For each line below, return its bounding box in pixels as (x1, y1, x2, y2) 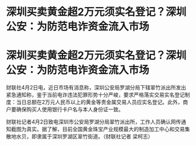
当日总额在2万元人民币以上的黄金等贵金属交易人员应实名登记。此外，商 (16, 99, 188, 106)
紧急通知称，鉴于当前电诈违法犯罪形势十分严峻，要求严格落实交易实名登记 (6, 91, 185, 98)
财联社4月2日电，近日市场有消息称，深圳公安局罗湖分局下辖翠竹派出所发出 (6, 84, 187, 91)
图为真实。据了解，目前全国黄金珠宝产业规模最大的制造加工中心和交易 (16, 126, 185, 133)
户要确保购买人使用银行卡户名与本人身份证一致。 (6, 106, 124, 113)
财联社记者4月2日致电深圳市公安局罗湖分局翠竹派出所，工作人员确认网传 (6, 118, 181, 126)
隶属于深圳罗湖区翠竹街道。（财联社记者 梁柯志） (36, 133, 153, 140)
